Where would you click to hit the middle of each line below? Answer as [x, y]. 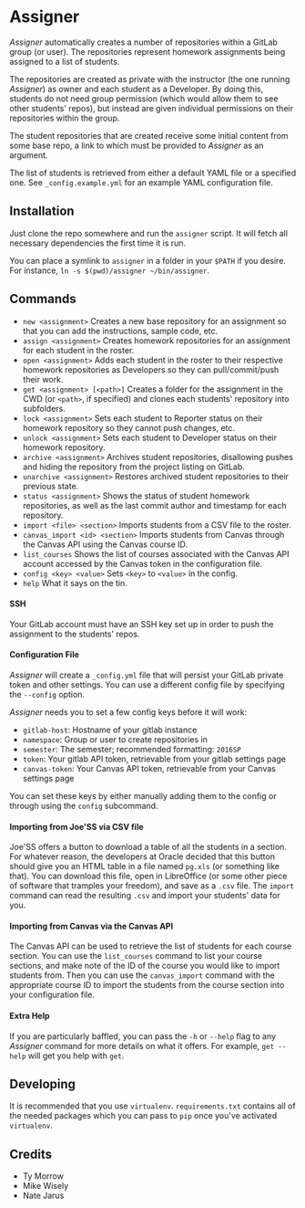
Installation [42, 211]
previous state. [51, 486]
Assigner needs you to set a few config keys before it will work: [128, 712]
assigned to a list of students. [65, 61]
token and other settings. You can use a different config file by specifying [147, 684]
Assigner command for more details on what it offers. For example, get [142, 1045]
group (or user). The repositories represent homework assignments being [147, 51]
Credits [31, 1154]
